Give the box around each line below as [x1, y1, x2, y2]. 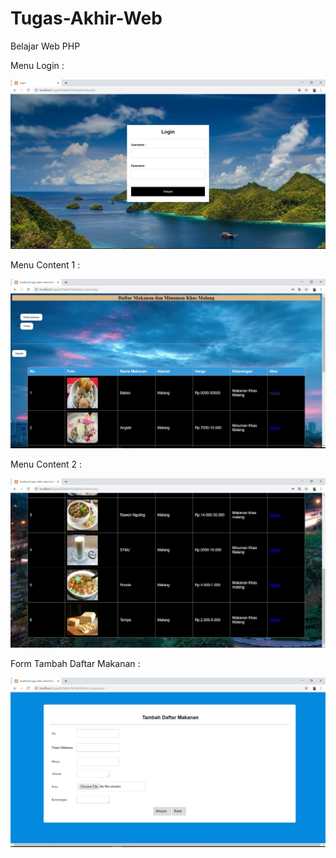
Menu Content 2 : [10, 458, 83, 471]
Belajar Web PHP [10, 40, 81, 52]
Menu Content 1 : [10, 258, 81, 271]
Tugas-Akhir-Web [10, 7, 163, 30]
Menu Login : [10, 59, 65, 71]
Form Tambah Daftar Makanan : [10, 657, 141, 669]
